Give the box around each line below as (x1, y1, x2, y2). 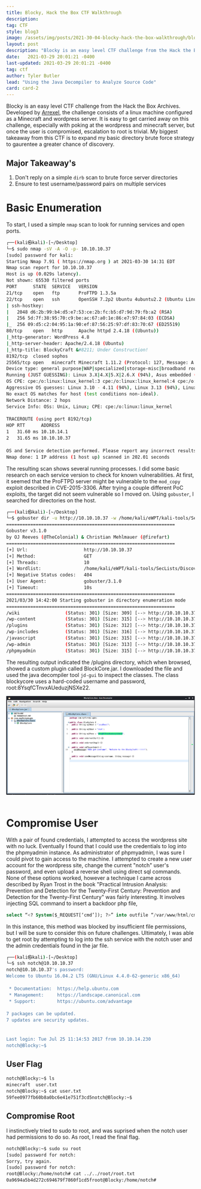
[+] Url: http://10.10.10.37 (6, 547, 133, 553)
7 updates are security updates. (6, 1017, 90, 1023)
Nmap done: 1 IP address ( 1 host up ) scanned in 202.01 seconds (6, 454, 170, 460)
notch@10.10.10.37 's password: (6, 967, 84, 973)
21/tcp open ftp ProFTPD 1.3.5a (6, 290, 117, 296)
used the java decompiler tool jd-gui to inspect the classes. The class (6, 671, 179, 678)
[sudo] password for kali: (6, 252, 74, 258)
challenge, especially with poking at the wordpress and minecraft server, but (6, 121, 195, 129)
